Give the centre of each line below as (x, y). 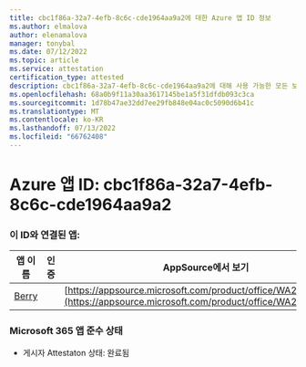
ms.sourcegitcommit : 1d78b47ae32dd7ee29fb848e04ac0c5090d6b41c (132, 103)
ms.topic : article (44, 60)
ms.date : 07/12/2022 (49, 52)
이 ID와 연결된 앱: (45, 235)
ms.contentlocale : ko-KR (56, 120)
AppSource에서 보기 (206, 267)
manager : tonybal (42, 43)
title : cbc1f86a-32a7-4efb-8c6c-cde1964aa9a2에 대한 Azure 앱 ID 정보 (140, 18)
